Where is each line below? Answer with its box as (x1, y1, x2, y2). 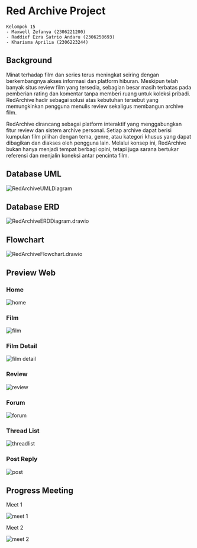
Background (6, 55, 52, 66)
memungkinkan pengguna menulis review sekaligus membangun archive (6, 102, 184, 110)
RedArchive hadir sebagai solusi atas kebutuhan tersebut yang (6, 96, 159, 103)
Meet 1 (6, 501, 22, 508)
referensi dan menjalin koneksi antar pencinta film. (6, 152, 129, 159)
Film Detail (6, 342, 37, 350)
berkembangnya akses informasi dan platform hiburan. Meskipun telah (6, 77, 179, 84)
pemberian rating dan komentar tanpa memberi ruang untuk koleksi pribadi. (6, 90, 190, 97)
